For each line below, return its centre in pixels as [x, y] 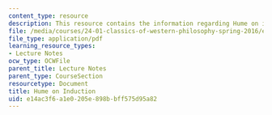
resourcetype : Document [49, 83]
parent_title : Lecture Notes [57, 69]
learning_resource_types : [52, 46]
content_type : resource [49, 16]
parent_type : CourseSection [56, 76]
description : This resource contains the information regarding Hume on [134, 23]
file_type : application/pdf [56, 38]
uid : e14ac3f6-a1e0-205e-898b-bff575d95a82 [83, 99]
